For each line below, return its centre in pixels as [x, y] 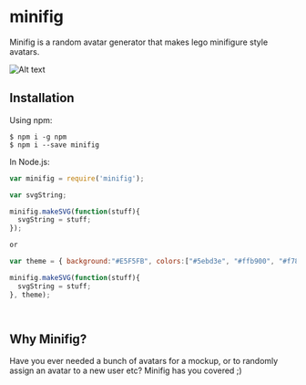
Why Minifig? [48, 339]
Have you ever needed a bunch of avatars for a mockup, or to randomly [144, 361]
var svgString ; [38, 195]
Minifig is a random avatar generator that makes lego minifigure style [139, 42]
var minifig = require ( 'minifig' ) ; [77, 178]
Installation [42, 98]
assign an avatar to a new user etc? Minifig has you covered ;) [126, 370]
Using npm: [31, 120]
